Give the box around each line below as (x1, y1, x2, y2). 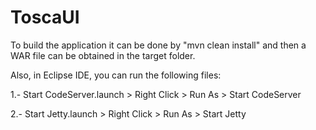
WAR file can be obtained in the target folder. (10, 49, 196, 61)
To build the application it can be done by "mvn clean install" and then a (10, 39, 307, 51)
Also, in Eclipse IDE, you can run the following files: (10, 69, 222, 81)
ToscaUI (10, 6, 80, 29)
